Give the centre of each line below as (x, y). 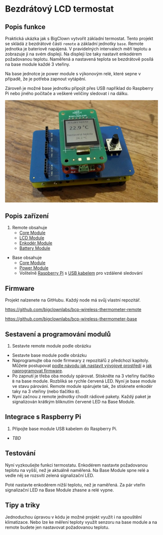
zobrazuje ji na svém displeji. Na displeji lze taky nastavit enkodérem (73, 54)
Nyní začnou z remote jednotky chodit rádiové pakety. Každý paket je (81, 397)
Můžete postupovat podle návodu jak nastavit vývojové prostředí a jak (82, 366)
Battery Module (35, 248)
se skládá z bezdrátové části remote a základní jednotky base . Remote (74, 44)
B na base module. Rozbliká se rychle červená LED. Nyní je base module (84, 381)
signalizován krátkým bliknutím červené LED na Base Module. (73, 402)
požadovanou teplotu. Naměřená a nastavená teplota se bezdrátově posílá (79, 59)
